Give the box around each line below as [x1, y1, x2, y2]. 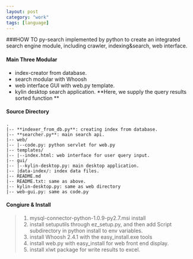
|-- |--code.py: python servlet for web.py [6, 142, 116, 148]
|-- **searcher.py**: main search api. [6, 131, 105, 137]
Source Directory [6, 108, 49, 115]
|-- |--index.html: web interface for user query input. [6, 152, 150, 158]
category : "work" [6, 14, 49, 20]
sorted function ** [14, 94, 59, 102]
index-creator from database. [14, 69, 87, 76]
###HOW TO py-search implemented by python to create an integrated [6, 36, 181, 43]
